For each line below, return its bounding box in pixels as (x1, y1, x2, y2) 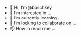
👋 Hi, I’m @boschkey (9, 5, 52, 10)
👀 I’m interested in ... (9, 10, 52, 16)
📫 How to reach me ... (9, 26, 55, 31)
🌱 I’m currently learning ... (9, 15, 62, 20)
